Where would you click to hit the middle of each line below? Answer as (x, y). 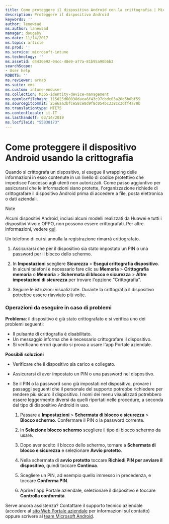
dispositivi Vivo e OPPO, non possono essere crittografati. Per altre (75, 223)
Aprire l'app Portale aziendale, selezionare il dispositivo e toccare (88, 490)
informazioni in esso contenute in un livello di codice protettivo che (75, 177)
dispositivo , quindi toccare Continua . (59, 465)
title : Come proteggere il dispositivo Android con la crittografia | (81, 10)
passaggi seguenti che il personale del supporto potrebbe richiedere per (88, 389)
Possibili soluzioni (25, 354)
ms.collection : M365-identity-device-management (57, 94)
